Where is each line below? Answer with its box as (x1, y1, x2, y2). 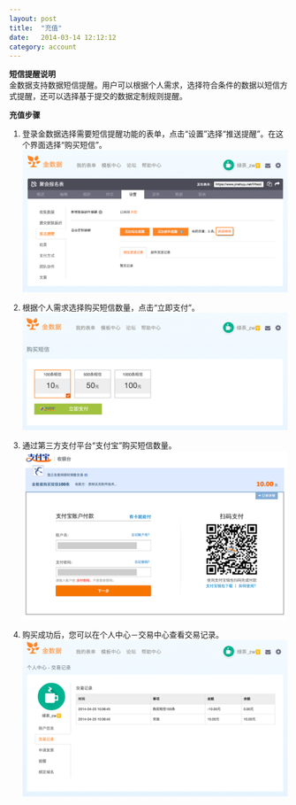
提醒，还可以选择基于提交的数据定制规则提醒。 (16, 91, 187, 102)
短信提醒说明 (9, 69, 56, 80)
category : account (9, 43, 77, 51)
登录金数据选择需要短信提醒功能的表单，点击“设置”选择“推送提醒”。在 (21, 128, 277, 139)
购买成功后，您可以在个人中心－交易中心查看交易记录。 (21, 630, 224, 640)
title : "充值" (9, 23, 63, 33)
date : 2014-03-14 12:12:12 (9, 33, 117, 42)
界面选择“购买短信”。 (29, 140, 108, 151)
